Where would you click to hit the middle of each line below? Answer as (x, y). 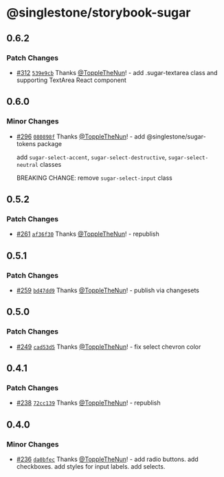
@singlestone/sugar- (177, 136)
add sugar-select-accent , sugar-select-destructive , (91, 157)
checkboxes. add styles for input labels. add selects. (91, 466)
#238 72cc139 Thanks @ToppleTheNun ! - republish (88, 403)
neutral (27, 165)
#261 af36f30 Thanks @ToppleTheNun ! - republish (88, 234)
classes (51, 164)
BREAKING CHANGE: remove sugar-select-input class (94, 178)
